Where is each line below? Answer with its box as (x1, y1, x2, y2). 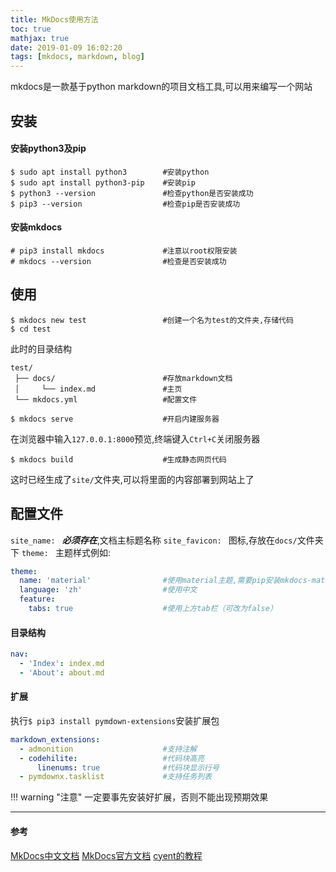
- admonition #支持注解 (19, 744, 198, 754)
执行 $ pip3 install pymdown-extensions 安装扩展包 (10, 714, 220, 726)
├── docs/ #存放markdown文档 (14, 373, 233, 383)
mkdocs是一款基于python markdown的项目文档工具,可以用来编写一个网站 (10, 81, 313, 93)
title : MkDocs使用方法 (10, 14, 99, 25)
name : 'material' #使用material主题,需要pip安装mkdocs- (19, 576, 312, 586)
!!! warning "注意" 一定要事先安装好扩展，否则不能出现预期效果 (10, 791, 269, 803)
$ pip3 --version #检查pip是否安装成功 (10, 199, 241, 209)
